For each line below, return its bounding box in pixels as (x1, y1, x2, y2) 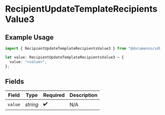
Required (43, 92, 65, 98)
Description (69, 92, 98, 98)
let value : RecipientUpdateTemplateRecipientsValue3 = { (5, 55, 124, 59)
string (25, 101, 38, 108)
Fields (5, 77, 25, 86)
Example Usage (5, 33, 54, 41)
